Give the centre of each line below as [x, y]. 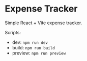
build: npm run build [34, 47]
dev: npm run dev [30, 42]
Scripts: [13, 32]
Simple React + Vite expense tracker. [43, 23]
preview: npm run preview [39, 53]
